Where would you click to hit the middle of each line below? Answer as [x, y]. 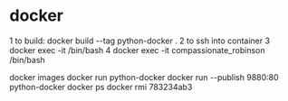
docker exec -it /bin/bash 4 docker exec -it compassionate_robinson [137, 50]
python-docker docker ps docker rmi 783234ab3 [101, 87]
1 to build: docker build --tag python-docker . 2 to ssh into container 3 [139, 41]
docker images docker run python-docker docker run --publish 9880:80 [144, 77]
